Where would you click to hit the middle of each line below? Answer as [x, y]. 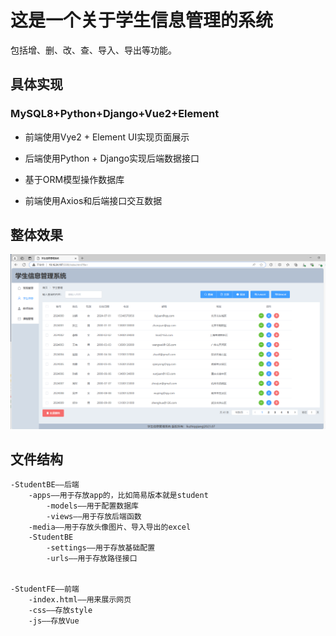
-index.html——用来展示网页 [80, 600]
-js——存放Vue [54, 621]
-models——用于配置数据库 [92, 506]
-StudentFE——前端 [45, 589]
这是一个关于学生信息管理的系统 [142, 20]
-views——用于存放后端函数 [94, 517]
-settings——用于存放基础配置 [101, 548]
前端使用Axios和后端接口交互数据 [93, 200]
